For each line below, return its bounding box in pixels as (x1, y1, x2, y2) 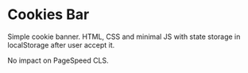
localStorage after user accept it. (7, 40, 115, 49)
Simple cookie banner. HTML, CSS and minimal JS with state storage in (7, 32, 241, 41)
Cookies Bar (7, 6, 90, 24)
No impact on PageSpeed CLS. (7, 56, 109, 65)
